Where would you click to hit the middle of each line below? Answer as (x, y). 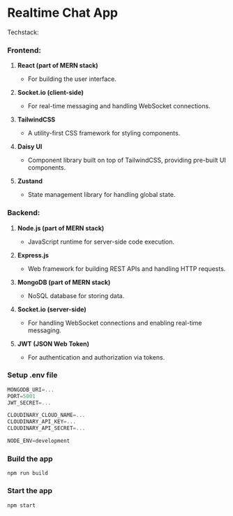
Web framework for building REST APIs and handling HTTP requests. (127, 268)
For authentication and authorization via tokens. (96, 357)
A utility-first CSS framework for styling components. (104, 133)
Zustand (30, 181)
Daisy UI (30, 147)
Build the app (30, 459)
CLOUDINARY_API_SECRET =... (46, 428)
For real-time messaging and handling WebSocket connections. (119, 106)
